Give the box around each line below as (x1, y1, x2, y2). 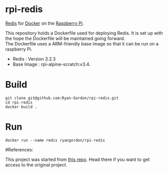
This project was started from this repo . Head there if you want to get (5, 156, 150, 162)
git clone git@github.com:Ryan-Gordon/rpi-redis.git (5, 95, 119, 100)
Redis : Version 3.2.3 (12, 55, 56, 62)
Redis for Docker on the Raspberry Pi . (5, 20, 85, 26)
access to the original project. (5, 161, 67, 167)
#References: (5, 146, 33, 152)
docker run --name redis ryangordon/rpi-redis (5, 138, 105, 143)
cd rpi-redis (5, 100, 33, 105)
